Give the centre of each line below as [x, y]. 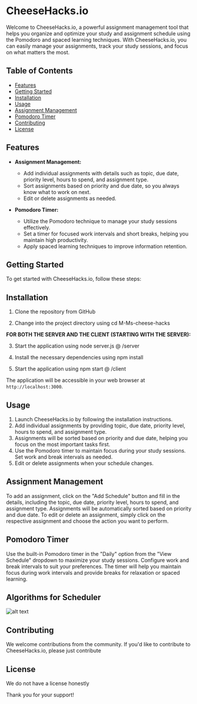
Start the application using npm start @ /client [70, 369]
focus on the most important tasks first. [62, 444]
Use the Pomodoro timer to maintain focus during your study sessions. [100, 451]
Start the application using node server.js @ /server [77, 346]
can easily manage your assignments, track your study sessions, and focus [97, 46]
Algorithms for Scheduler [54, 597]
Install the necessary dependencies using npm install [79, 358]
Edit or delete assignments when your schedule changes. [84, 463]
